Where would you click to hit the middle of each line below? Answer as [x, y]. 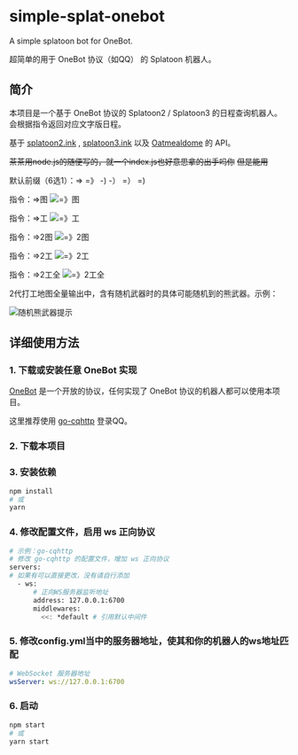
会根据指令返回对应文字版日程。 [67, 124]
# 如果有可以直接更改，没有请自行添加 [70, 576]
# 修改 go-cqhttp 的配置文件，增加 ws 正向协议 [90, 559]
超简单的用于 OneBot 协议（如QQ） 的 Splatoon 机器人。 [113, 58]
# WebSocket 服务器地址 [50, 673]
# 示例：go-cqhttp [41, 551]
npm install [31, 491]
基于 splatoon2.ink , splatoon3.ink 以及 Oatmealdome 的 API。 [122, 143]
